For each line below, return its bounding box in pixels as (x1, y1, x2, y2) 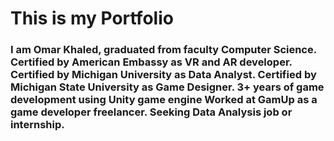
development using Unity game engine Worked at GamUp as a (10, 93, 318, 107)
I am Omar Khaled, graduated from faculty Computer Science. (10, 43, 317, 57)
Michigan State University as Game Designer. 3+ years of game (10, 80, 325, 94)
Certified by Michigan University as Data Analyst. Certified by (10, 68, 317, 82)
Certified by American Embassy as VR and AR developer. (10, 55, 293, 69)
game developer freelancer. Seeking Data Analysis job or (10, 105, 293, 119)
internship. (10, 118, 65, 132)
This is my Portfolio (10, 7, 174, 30)
